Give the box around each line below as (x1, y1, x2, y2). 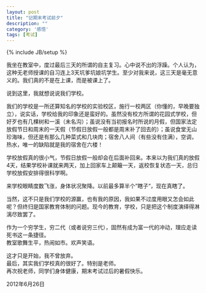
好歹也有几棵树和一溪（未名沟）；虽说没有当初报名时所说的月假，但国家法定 (6, 118, 197, 126)
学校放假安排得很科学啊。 (6, 169, 71, 177)
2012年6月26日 (6, 280, 45, 288)
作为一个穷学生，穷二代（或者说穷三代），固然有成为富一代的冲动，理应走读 (6, 224, 197, 231)
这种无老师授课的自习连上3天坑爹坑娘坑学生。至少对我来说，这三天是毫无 (6, 69, 193, 77)
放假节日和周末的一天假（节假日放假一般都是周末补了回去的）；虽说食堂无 (6, 126, 192, 133)
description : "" (6, 20, 48, 26)
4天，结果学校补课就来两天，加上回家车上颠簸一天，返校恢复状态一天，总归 (6, 162, 198, 169)
